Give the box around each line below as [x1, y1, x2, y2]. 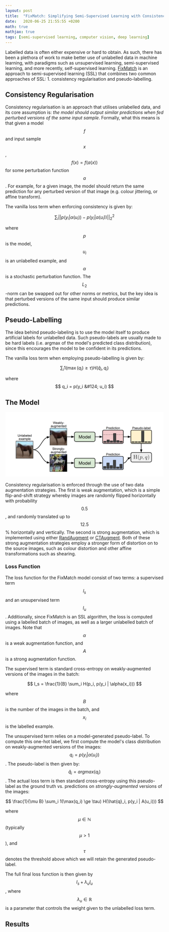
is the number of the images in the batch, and [5, 706, 100, 713]
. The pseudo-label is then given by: [5, 761, 80, 767]
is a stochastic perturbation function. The [5, 274, 91, 280]
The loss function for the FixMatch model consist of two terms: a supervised [5, 575, 163, 581]
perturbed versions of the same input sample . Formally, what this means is [5, 114, 160, 120]
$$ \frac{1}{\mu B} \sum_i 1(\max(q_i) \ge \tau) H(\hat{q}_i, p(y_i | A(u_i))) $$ [5, 798, 164, 804]
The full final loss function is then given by [5, 871, 93, 877]
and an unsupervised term [5, 597, 60, 603]
